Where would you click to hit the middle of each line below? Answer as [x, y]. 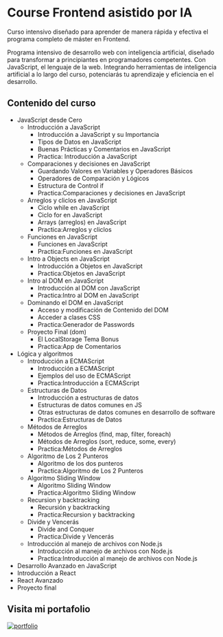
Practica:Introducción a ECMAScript [89, 382]
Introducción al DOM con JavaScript [89, 288]
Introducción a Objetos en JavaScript [90, 266]
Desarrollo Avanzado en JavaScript [67, 565]
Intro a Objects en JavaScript [68, 259]
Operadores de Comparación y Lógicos [93, 178]
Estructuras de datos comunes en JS [90, 404]
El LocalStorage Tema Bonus [78, 339]
